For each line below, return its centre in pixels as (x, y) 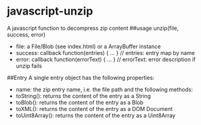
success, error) (26, 34)
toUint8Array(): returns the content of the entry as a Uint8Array (96, 115)
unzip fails (29, 66)
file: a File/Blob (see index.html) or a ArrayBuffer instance (88, 46)
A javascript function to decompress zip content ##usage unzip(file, (93, 28)
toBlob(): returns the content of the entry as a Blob (79, 102)
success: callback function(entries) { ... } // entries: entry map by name (105, 52)
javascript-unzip (50, 11)
